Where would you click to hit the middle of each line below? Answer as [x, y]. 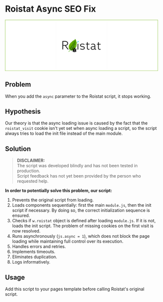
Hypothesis [23, 111]
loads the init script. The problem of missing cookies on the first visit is [83, 226]
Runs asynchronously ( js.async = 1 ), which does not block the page [81, 236]
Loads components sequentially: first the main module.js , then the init [82, 205]
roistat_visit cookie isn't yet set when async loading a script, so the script [81, 128]
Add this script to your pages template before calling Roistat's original [75, 289]
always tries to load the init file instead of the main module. [64, 133]
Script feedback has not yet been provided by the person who [79, 176]
